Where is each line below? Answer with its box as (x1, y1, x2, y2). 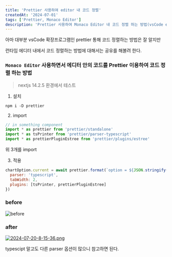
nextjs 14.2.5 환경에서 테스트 (17, 82, 76, 88)
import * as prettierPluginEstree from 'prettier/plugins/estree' (5, 137, 150, 142)
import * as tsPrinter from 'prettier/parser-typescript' (5, 132, 132, 137)
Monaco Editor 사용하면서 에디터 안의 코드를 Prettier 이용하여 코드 (5, 62, 160, 69)
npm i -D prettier (5, 103, 45, 108)
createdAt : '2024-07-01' (5, 12, 58, 17)
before (5, 199, 23, 206)
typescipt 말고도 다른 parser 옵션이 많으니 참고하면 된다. (5, 246, 119, 252)
